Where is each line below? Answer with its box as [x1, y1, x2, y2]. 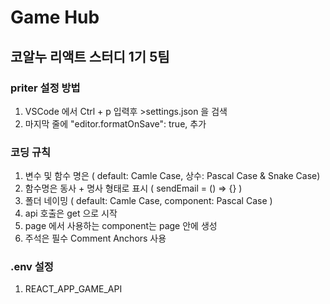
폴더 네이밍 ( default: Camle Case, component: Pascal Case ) [24, 195, 273, 207]
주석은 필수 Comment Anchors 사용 [24, 232, 167, 245]
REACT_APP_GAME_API [24, 283, 123, 295]
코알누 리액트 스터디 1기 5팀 [10, 48, 170, 65]
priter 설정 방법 [10, 81, 81, 95]
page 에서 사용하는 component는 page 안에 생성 [24, 220, 218, 232]
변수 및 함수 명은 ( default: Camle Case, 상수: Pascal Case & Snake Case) [24, 170, 321, 182]
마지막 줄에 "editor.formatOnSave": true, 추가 [24, 117, 207, 130]
